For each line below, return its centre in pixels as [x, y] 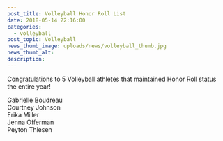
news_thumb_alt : [31, 53]
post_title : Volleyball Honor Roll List [67, 14]
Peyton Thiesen [30, 129]
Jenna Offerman [31, 122]
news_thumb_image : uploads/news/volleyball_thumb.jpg [87, 46]
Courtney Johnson [34, 107]
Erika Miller [23, 114]
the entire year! [29, 86]
